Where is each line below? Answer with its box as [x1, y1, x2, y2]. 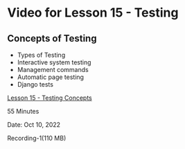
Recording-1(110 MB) [7, 134, 67, 142]
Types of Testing [17, 51, 66, 59]
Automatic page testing [17, 73, 85, 81]
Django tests [17, 80, 54, 88]
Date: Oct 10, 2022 [7, 121, 61, 129]
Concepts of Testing [7, 33, 97, 44]
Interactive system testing [17, 58, 91, 67]
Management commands [17, 66, 89, 73]
